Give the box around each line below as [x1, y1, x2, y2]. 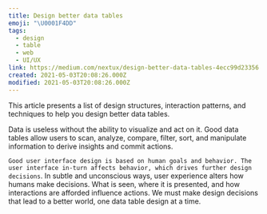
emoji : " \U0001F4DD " [8, 19, 78, 27]
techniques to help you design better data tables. [8, 109, 170, 118]
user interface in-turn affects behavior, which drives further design [8, 164, 252, 172]
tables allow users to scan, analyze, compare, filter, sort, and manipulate [8, 133, 247, 142]
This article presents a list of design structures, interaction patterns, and [8, 101, 246, 110]
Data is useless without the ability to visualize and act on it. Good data [8, 125, 239, 134]
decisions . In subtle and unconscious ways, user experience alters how [8, 171, 244, 180]
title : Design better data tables [8, 11, 124, 20]
